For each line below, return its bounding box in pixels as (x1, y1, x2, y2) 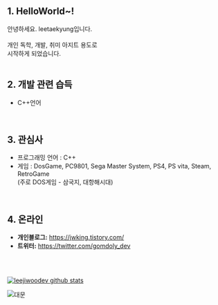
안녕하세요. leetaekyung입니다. (7, 24, 93, 33)
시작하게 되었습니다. (7, 49, 61, 57)
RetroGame (17, 170, 50, 178)
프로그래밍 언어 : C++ (17, 153, 76, 161)
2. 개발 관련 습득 (7, 79, 73, 90)
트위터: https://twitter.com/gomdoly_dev (17, 242, 131, 250)
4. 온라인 (7, 213, 44, 225)
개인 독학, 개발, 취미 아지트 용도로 (7, 41, 98, 49)
